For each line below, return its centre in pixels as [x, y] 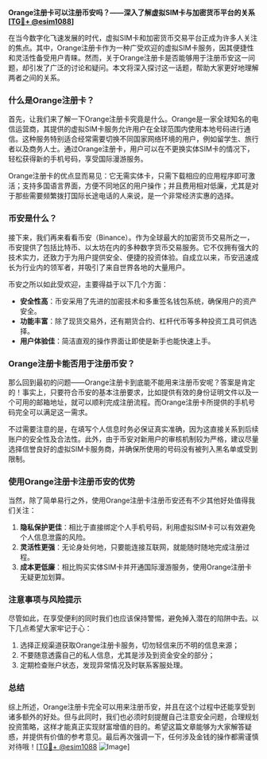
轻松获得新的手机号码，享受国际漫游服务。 [78, 159]
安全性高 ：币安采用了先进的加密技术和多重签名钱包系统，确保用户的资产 [138, 301]
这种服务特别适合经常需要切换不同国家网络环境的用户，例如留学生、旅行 [140, 139]
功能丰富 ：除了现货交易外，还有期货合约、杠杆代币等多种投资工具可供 [135, 321]
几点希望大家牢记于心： [53, 628]
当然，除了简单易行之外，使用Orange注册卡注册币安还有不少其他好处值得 [128, 500]
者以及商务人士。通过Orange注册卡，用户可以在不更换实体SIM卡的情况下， [131, 149]
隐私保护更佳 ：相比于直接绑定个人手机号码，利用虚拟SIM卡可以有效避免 [137, 527]
